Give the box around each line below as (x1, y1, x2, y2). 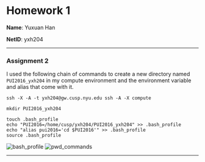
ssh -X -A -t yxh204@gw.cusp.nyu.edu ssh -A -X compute (6, 95, 151, 101)
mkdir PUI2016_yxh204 (6, 106, 62, 112)
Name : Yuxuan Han (6, 24, 56, 31)
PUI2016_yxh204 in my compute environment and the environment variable (6, 77, 192, 84)
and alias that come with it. (6, 83, 74, 91)
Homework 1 (6, 4, 71, 18)
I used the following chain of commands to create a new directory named (6, 71, 190, 78)
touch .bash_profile (6, 116, 59, 122)
